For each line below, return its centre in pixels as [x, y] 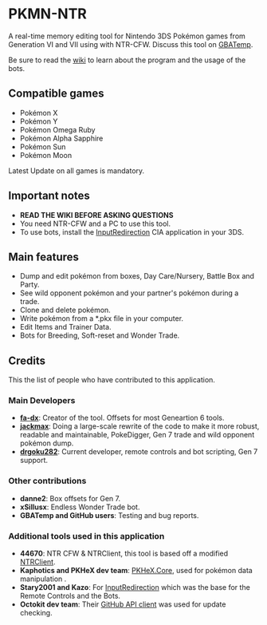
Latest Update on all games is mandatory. [77, 170]
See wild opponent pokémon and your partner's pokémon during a [129, 293]
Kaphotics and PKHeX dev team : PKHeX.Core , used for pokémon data [136, 571]
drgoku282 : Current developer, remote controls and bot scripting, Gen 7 [139, 452]
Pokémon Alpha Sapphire [61, 138]
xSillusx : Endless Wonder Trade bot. [80, 507]
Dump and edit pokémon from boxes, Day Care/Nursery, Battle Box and [137, 276]
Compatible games [56, 94]
